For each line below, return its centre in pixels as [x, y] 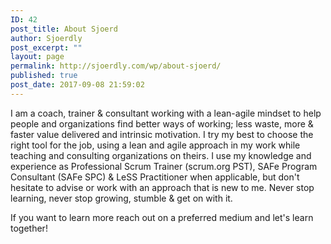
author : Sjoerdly [46, 38]
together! [29, 228]
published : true [44, 76]
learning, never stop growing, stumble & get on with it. [121, 198]
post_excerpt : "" [46, 47]
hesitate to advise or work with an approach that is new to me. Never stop [162, 187]
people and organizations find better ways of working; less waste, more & [162, 123]
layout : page [37, 57]
